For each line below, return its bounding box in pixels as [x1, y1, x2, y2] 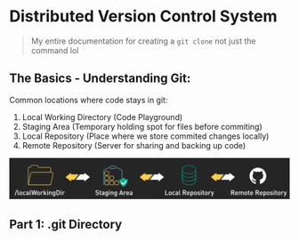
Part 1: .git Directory [9, 216, 123, 232]
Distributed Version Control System [9, 6, 278, 27]
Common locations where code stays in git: [9, 94, 168, 105]
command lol [30, 44, 79, 55]
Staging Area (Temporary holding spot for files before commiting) [21, 121, 263, 132]
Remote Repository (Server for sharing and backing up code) [21, 140, 246, 150]
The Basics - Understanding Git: [9, 71, 191, 86]
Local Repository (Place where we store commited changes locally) [21, 131, 270, 141]
